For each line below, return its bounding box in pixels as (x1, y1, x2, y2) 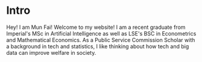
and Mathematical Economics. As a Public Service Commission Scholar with (6, 36, 195, 43)
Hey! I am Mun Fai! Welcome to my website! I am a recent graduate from (6, 23, 186, 31)
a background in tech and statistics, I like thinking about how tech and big (6, 43, 189, 50)
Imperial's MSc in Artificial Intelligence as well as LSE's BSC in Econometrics (6, 29, 197, 37)
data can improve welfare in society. (6, 49, 96, 56)
